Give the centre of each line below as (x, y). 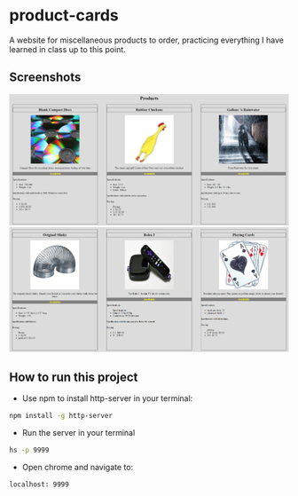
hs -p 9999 (29, 450)
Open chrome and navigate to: (78, 467)
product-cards (64, 16)
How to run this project (74, 377)
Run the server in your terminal (78, 432)
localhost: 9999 (39, 484)
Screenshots (45, 78)
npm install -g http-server (61, 415)
